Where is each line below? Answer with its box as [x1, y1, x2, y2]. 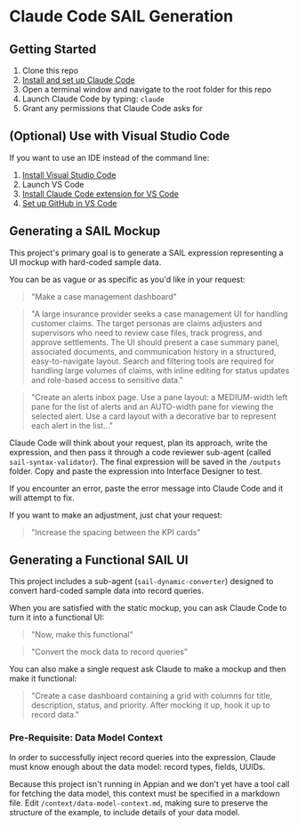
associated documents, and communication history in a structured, [30, 346, 277, 357]
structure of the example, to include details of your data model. [9, 806, 240, 817]
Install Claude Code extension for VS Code [21, 188, 180, 199]
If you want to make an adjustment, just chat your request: [9, 509, 222, 520]
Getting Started [9, 42, 97, 57]
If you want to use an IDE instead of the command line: [9, 152, 210, 163]
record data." [30, 710, 80, 720]
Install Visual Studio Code [21, 169, 117, 180]
